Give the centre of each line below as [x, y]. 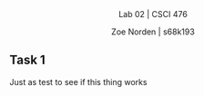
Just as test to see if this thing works [78, 82]
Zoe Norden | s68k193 [153, 32]
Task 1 [27, 60]
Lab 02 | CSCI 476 [153, 14]
